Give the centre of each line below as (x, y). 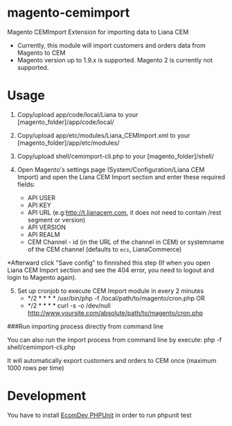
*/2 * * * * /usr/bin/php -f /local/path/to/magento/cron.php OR (116, 298)
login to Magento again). (42, 277)
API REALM (44, 234)
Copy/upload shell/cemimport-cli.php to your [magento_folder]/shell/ (116, 156)
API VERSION (46, 227)
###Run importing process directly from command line (86, 326)
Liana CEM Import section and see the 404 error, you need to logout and (111, 270)
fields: (26, 184)
